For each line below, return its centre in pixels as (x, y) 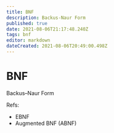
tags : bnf (19, 35)
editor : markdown (28, 40)
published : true (27, 23)
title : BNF (20, 12)
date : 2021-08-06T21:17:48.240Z (47, 29)
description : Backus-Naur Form (46, 18)
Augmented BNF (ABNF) (46, 123)
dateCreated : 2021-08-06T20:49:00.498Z (57, 46)
